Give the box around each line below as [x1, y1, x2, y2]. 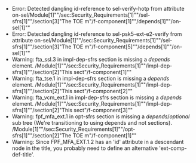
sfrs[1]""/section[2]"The [11, 132, 72, 139]
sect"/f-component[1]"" [73, 69, 132, 75]
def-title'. [11, 151, 35, 158]
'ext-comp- [159, 144, 187, 152]
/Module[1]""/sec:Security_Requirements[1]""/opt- [11, 125, 136, 133]
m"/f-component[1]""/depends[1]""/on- [84, 18, 182, 24]
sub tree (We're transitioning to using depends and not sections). [11, 119, 172, 126]
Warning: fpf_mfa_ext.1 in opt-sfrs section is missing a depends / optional [11, 113, 190, 120]
